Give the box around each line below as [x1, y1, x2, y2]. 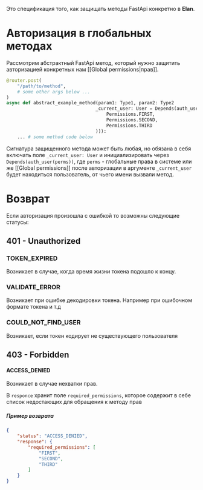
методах [6, 39, 53, 53]
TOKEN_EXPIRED [6, 254, 58, 263]
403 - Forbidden [6, 350, 69, 360]
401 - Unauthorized [6, 236, 81, 246]
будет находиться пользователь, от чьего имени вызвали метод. [6, 170, 174, 178]
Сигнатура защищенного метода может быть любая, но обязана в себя [6, 145, 192, 152]
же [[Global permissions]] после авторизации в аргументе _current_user [6, 164, 192, 172]
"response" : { [17, 439, 53, 445]
